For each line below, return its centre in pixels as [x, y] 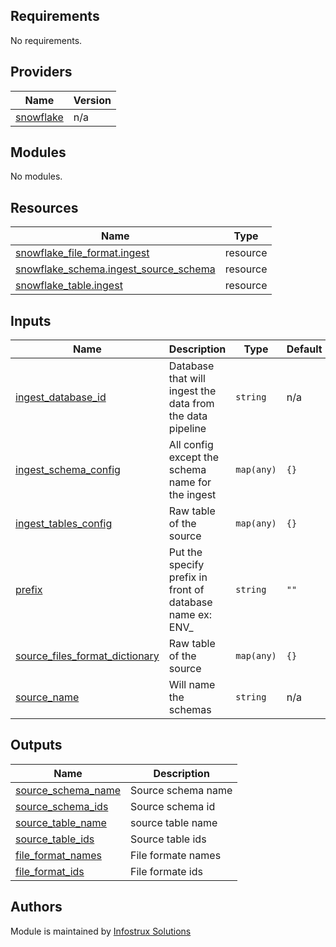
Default [304, 349]
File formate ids [166, 871]
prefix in [188, 577]
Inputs [31, 320]
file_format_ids [50, 871]
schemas [190, 710]
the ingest [192, 495]
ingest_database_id [61, 397]
